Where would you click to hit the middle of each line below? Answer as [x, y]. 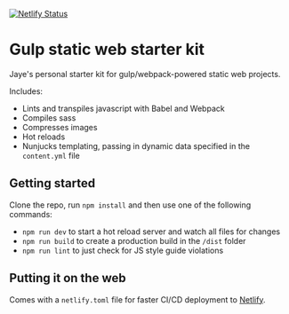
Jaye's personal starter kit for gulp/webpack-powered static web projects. [145, 74]
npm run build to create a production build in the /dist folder [134, 240]
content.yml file [51, 155]
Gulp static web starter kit [107, 50]
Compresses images [60, 127]
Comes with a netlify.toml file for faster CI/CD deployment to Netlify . [137, 299]
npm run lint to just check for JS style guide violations [123, 250]
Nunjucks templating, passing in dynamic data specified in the [136, 145]
